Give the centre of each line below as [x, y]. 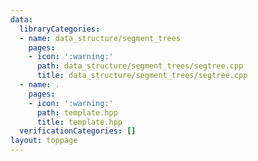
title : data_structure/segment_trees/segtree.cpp [142, 76]
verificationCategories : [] [78, 131]
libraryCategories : [60, 29]
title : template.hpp [79, 122]
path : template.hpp [77, 112]
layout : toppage [44, 141]
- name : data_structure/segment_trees [100, 38]
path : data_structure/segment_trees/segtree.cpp [140, 66]
